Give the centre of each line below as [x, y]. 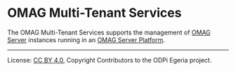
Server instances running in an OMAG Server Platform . [86, 39]
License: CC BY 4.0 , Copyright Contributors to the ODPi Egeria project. [110, 60]
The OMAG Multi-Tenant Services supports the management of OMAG [109, 32]
